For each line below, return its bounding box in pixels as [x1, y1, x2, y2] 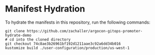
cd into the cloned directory [9, 37, 71, 42]
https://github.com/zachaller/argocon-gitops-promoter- [26, 28, 143, 33]
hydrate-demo [5, 33, 32, 38]
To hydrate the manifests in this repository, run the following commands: [5, 19, 151, 25]
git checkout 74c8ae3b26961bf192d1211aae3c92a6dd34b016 [5, 41, 121, 46]
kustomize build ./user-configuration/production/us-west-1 [5, 45, 130, 50]
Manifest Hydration [5, 3, 85, 14]
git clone [5, 28, 25, 33]
